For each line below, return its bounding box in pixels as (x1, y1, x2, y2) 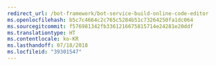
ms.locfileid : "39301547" (7, 49, 82, 56)
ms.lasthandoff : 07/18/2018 (7, 42, 89, 49)
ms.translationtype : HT (7, 29, 76, 36)
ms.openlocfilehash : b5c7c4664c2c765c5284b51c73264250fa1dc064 (7, 16, 194, 23)
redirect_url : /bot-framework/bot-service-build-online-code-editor (7, 10, 209, 17)
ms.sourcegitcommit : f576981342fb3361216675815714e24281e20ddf (7, 23, 194, 30)
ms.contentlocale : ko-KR (7, 36, 79, 43)
